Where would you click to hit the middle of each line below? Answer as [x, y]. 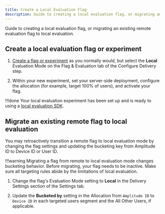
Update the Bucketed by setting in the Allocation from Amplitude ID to [83, 196]
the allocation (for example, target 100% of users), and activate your [81, 86]
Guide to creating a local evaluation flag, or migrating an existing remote [78, 28]
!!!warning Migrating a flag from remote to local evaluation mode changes [79, 161]
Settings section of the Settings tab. [48, 186]
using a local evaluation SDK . [34, 106]
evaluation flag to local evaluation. [40, 33]
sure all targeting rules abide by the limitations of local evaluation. [71, 171]
